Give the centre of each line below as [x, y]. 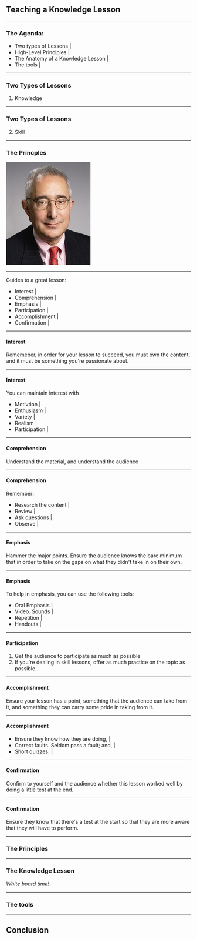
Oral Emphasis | [34, 606]
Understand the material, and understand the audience [72, 462]
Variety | [25, 417]
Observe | [27, 523]
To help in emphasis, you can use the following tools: [70, 594]
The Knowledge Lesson [40, 871]
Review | [25, 511]
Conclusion [28, 930]
